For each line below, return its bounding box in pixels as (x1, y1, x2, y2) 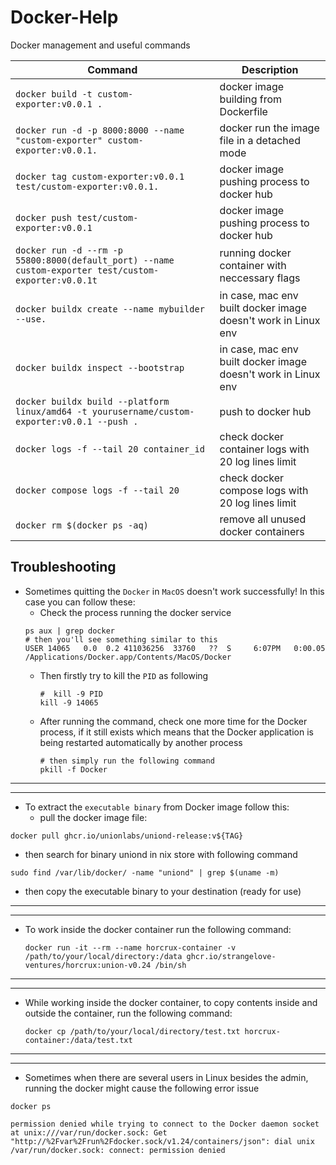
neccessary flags (219, 271, 301, 285)
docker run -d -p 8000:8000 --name (15, 124, 185, 136)
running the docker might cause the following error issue (24, 1082, 260, 1094)
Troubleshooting (10, 559, 117, 576)
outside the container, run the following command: (24, 1007, 233, 1019)
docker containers (219, 524, 305, 538)
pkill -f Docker (39, 764, 108, 775)
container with (219, 258, 287, 272)
